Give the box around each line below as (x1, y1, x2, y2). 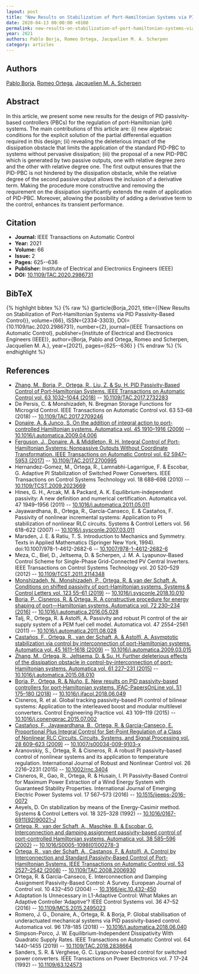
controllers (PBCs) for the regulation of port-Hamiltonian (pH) (23, 119, 172, 126)
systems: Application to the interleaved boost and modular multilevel (14, 702, 182, 709)
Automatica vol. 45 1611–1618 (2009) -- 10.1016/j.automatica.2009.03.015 (14, 646, 191, 653)
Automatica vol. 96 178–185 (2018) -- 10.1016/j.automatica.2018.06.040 (14, 923, 187, 930)
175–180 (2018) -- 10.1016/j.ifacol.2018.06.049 (14, 690, 126, 697)
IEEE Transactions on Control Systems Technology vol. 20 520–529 (14, 564, 179, 571)
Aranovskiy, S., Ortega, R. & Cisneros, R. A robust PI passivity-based (14, 747, 182, 754)
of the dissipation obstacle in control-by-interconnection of (14, 658, 159, 666)
